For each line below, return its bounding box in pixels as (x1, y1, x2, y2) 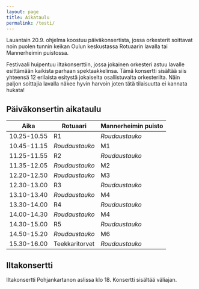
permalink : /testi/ (6, 20, 55, 26)
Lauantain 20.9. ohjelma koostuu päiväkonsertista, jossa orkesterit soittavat (6, 37, 193, 44)
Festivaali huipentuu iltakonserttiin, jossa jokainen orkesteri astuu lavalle (6, 61, 185, 68)
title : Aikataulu (6, 14, 50, 20)
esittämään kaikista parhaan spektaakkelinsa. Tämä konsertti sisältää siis (6, 67, 187, 75)
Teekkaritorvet (53, 240, 95, 248)
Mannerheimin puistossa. (6, 49, 69, 57)
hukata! (6, 87, 25, 94)
